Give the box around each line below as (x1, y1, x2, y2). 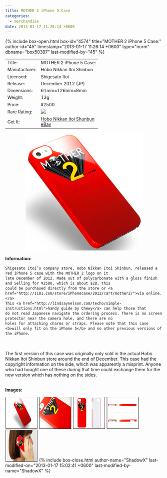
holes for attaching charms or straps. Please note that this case (5, 321, 149, 326)
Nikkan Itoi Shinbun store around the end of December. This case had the (5, 356, 156, 362)
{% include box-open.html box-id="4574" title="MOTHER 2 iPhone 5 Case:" (5, 38, 161, 45)
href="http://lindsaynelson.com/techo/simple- (23, 301, 122, 306)
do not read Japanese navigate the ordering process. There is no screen (5, 311, 162, 316)
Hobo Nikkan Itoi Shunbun (40, 116, 95, 122)
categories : (5, 13, 30, 19)
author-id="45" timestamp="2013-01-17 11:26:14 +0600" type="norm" (5, 44, 150, 50)
